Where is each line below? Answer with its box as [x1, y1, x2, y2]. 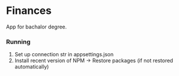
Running [6, 38, 31, 46]
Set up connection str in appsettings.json [14, 51, 114, 58]
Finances [6, 4, 51, 17]
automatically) [14, 63, 49, 70]
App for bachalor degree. [6, 23, 67, 30]
